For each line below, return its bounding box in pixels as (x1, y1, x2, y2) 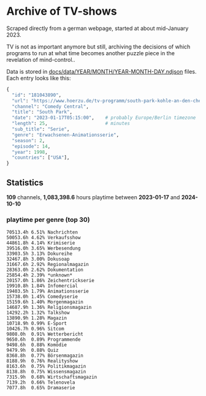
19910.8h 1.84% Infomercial (6, 283, 78, 289)
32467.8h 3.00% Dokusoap (6, 256, 70, 262)
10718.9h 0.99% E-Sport (6, 321, 67, 327)
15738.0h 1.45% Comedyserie (6, 294, 78, 300)
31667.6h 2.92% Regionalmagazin (6, 262, 89, 268)
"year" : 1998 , (12, 149, 48, 155)
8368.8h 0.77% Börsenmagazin (6, 352, 84, 359)
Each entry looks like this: (6, 74, 71, 82)
